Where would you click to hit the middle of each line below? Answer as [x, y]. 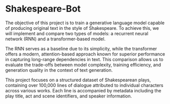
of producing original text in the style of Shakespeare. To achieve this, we [82, 28]
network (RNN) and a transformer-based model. [55, 39]
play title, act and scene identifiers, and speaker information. [69, 96]
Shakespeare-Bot [43, 9]
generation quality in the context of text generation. [59, 70]
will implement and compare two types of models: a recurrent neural [77, 33]
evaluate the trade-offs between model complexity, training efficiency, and [83, 65]
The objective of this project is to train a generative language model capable [85, 23]
